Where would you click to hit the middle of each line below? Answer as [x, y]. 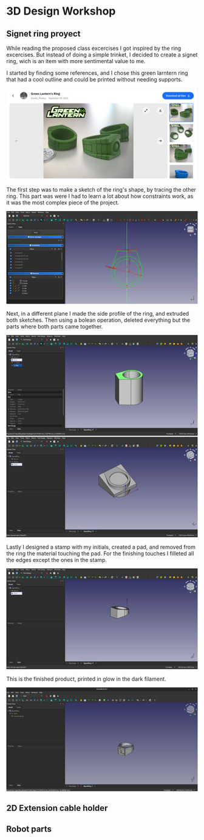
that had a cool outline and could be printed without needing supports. [94, 79]
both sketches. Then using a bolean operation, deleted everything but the [98, 320]
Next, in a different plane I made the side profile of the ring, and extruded [98, 313]
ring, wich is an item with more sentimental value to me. [76, 61]
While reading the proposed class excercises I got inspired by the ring [94, 48]
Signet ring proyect [43, 34]
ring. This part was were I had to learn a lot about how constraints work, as [100, 196]
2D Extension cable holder [57, 808]
